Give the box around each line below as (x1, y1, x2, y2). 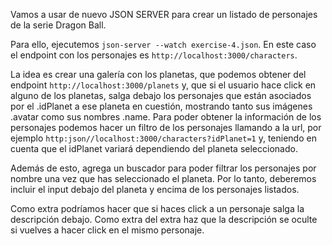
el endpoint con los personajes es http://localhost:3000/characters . (10, 49, 298, 61)
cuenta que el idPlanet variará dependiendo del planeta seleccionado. (10, 143, 298, 154)
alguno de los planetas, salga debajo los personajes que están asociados (10, 90, 312, 101)
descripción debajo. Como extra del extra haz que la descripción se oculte (10, 214, 318, 225)
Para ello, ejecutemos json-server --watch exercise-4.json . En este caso (10, 39, 317, 50)
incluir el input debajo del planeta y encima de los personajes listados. (10, 184, 300, 195)
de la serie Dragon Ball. (10, 19, 107, 31)
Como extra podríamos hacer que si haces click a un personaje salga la (10, 203, 305, 214)
